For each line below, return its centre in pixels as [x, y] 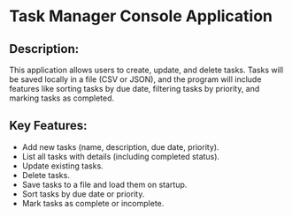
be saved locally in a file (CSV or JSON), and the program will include [135, 79]
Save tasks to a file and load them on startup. [104, 184]
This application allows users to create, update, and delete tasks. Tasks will [146, 70]
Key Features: [48, 126]
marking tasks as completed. [62, 98]
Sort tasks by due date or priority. [83, 194]
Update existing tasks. [62, 166]
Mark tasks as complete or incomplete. [93, 203]
